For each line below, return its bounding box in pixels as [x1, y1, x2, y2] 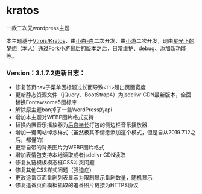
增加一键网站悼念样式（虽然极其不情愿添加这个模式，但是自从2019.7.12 [14, 129, 191, 136]
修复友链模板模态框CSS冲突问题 [14, 159, 95, 166]
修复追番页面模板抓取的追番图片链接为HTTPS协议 [14, 181, 139, 189]
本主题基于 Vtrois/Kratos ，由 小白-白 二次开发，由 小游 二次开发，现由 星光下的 [6, 37, 195, 44]
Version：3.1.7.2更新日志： [6, 69, 86, 77]
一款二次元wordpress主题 [6, 24, 70, 31]
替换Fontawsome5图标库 [14, 99, 77, 106]
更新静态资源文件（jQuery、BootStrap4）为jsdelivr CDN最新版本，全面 [14, 91, 192, 98]
